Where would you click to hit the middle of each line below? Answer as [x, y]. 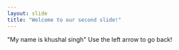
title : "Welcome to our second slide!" [64, 20]
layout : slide [28, 13]
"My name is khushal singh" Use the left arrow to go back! [90, 39]
